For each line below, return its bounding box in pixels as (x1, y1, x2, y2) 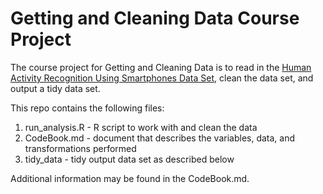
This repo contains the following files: (10, 102, 165, 114)
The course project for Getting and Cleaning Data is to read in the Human (10, 61, 312, 73)
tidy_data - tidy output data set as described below (24, 153, 235, 165)
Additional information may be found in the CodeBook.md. (10, 172, 250, 184)
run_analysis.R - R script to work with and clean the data (24, 121, 258, 133)
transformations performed (24, 142, 137, 154)
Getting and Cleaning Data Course (10, 7, 300, 30)
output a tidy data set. (10, 82, 101, 94)
